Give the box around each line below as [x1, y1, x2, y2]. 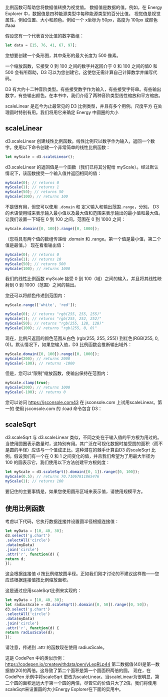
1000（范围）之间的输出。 [24, 282, 79, 288]
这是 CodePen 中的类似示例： [5, 655, 66, 661]
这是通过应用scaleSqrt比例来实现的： [5, 587, 82, 593]
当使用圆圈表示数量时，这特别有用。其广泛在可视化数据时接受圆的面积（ [5, 440, 154, 446]
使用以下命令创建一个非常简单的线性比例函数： [13, 144, 110, 150]
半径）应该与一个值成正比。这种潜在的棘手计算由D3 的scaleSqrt [18, 446, 150, 452]
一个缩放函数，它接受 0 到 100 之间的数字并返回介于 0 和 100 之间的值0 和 [5, 63, 157, 69]
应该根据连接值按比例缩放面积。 [5, 577, 71, 583]
